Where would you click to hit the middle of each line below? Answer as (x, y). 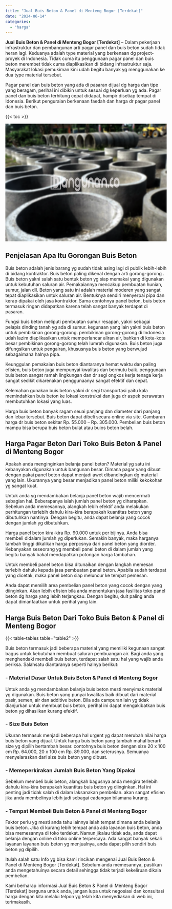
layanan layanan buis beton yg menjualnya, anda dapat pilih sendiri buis (81, 844)
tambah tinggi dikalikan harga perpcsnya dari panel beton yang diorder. (81, 544)
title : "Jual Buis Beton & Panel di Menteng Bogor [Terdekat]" (74, 11)
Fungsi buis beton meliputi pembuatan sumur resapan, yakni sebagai (78, 321)
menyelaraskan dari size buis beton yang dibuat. (56, 757)
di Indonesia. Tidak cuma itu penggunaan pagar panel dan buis (88, 58)
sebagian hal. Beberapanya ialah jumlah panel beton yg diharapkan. (77, 501)
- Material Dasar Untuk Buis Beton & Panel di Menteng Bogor (82, 678)
